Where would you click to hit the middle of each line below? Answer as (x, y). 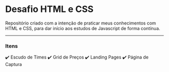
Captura (14, 64)
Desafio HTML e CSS (50, 9)
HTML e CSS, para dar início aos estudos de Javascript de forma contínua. (83, 28)
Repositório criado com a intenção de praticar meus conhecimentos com (81, 23)
